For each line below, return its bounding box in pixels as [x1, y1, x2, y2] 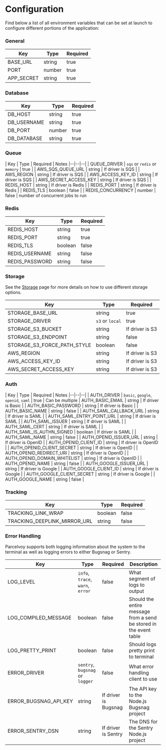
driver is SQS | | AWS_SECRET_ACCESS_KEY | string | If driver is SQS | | [5, 177, 152, 183]
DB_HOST [7, 110, 31, 117]
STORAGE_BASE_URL [7, 309, 58, 316]
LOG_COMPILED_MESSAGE [7, 614, 72, 621]
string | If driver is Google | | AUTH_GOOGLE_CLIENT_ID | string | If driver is [5, 465, 159, 471]
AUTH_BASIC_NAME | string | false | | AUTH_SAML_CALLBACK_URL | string [5, 407, 160, 414]
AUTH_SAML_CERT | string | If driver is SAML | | [5, 423, 103, 429]
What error [128, 663, 154, 670]
